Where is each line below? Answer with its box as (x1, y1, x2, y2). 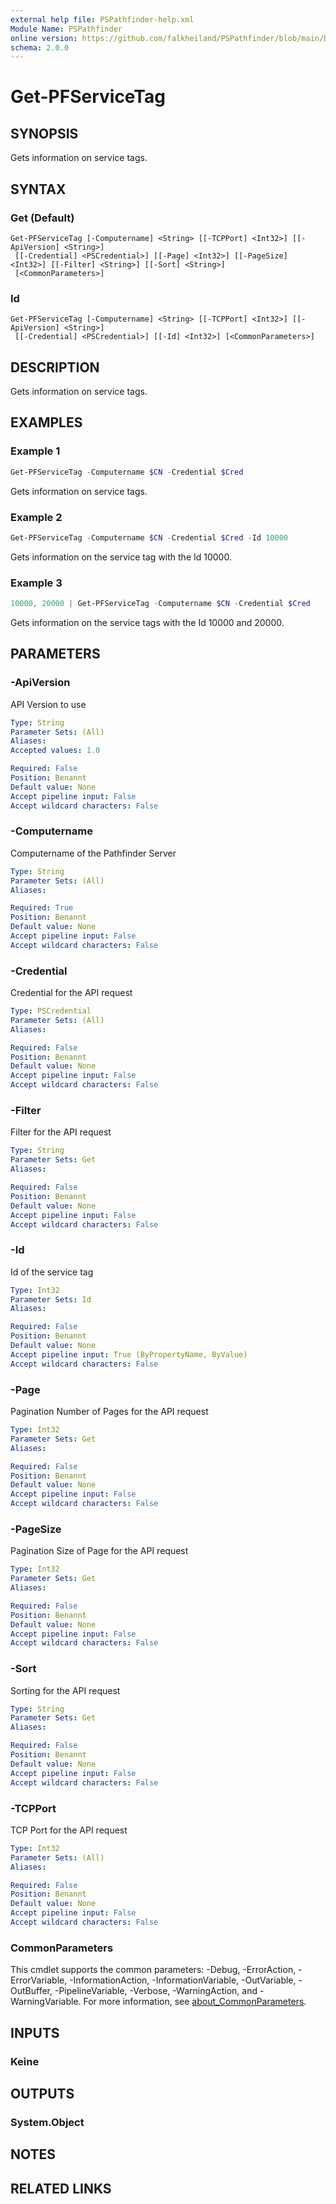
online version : (10, 33, 78, 43)
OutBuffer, (10, 1985, 53, 1997)
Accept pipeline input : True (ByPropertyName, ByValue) (10, 1349, 248, 1360)
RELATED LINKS (10, 2180, 112, 2197)
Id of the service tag (10, 1266, 94, 1278)
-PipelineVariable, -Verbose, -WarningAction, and (54, 1985, 258, 1997)
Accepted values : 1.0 (10, 746, 101, 756)
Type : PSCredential (10, 1006, 92, 1016)
